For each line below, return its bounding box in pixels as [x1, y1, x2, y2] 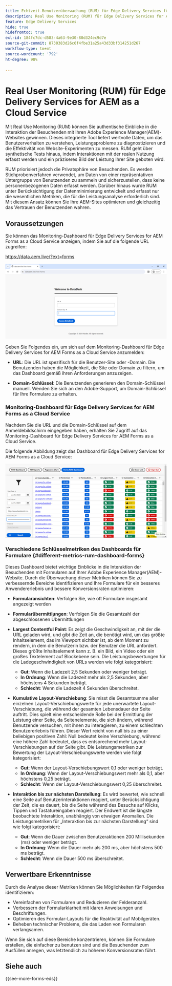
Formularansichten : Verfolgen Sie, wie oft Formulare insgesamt [12, 595, 147, 601]
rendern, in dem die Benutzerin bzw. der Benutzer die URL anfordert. [12, 642, 158, 648]
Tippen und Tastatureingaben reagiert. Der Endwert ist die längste [12, 807, 153, 813]
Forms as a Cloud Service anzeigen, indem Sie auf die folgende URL [5, 238, 149, 244]
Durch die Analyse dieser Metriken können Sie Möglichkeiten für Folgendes [5, 884, 164, 890]
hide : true [5, 25, 29, 30]
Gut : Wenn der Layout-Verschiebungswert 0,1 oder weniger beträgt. [20, 765, 164, 771]
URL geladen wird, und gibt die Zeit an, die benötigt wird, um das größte [12, 632, 165, 638]
